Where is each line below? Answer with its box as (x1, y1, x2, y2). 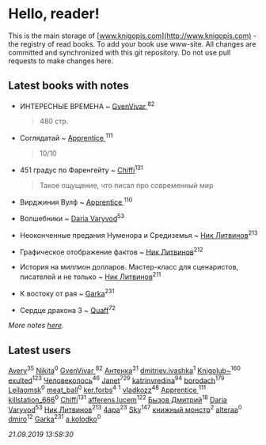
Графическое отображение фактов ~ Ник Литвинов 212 (19, 246, 203, 257)
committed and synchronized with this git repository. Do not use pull (8, 47, 231, 57)
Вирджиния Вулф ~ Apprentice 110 (19, 195, 133, 206)
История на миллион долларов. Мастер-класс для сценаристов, (19, 262, 239, 272)
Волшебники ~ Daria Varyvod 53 (19, 213, 125, 224)
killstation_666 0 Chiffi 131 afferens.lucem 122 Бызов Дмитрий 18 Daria (8, 394, 227, 404)
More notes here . (8, 321, 65, 330)
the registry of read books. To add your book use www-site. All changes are (8, 39, 256, 48)
